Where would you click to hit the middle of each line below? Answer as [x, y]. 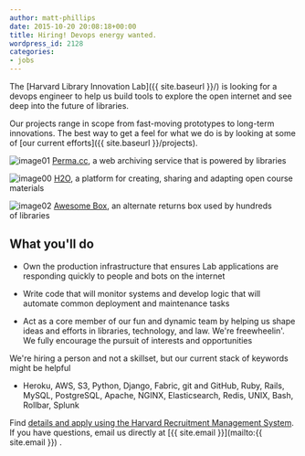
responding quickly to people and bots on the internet [124, 276]
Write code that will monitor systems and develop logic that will [142, 293]
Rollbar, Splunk [51, 405]
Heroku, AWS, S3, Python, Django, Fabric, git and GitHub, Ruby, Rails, [153, 386]
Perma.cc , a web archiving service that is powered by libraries [169, 160]
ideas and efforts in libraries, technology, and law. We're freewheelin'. [153, 331]
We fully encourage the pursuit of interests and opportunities [137, 340]
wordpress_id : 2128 [47, 43]
